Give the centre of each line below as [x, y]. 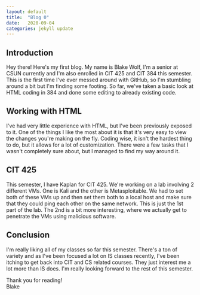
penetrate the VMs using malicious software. [61, 216]
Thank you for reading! [34, 280]
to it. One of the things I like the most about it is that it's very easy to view [96, 132]
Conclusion [28, 235]
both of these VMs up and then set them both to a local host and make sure [99, 197]
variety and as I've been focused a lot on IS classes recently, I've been [93, 256]
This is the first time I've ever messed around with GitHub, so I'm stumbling [99, 80]
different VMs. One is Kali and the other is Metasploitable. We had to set [95, 191]
